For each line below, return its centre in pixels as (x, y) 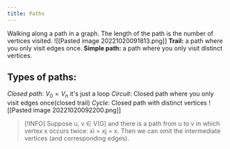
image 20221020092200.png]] (77, 110)
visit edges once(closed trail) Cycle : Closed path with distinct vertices (107, 103)
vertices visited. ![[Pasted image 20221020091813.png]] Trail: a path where (115, 41)
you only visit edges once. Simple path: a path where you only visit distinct (115, 48)
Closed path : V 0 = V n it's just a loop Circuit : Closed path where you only (110, 95)
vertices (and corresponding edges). (77, 139)
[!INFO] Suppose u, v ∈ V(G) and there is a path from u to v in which (122, 124)
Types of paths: (42, 77)
